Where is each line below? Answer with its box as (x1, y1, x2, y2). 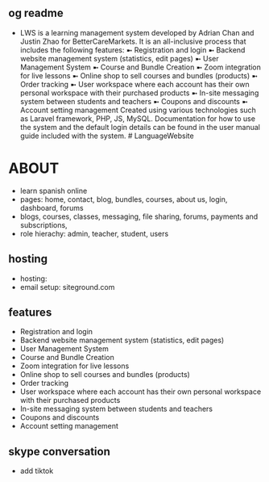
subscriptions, (19, 220, 68, 229)
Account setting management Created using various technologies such (19, 105, 256, 115)
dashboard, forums (19, 203, 84, 212)
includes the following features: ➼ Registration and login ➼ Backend (19, 44, 246, 55)
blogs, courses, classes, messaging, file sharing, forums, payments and (19, 212, 259, 221)
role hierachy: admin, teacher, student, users (19, 228, 169, 238)
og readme (8, 6, 64, 20)
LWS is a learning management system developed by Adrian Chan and (19, 27, 255, 37)
